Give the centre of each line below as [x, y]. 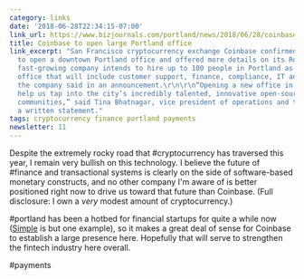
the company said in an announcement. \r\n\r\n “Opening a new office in [156, 85]
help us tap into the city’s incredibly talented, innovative [137, 93]
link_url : [28, 34]
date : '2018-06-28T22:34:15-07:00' [76, 26]
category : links [40, 18]
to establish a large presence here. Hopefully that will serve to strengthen [146, 238]
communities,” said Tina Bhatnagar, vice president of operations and [153, 102]
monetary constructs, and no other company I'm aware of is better [133, 182]
